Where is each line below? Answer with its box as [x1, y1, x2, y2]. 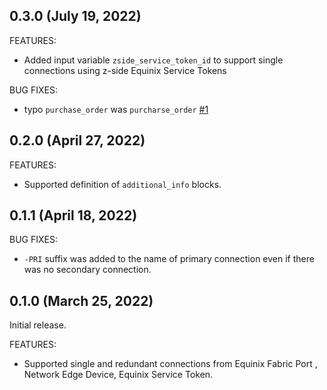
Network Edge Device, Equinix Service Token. [23, 369, 214, 381]
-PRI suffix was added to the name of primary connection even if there [23, 253, 315, 265]
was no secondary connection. [23, 264, 152, 276]
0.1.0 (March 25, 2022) [9, 292, 154, 309]
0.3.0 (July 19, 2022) [9, 8, 142, 25]
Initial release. [9, 319, 67, 331]
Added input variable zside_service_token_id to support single [23, 54, 284, 66]
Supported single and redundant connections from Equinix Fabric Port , [23, 358, 318, 370]
